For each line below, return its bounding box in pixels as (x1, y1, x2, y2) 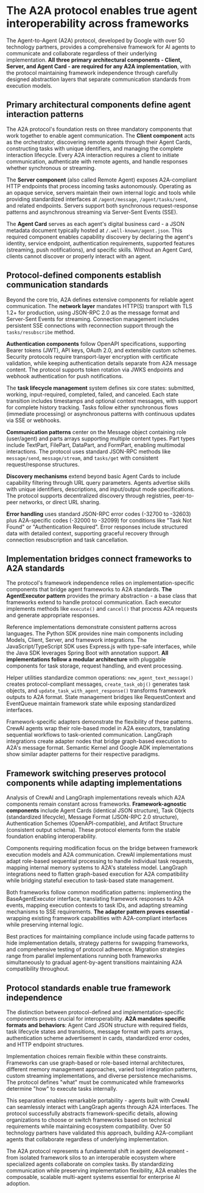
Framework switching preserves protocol (6, 768, 166, 778)
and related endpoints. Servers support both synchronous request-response (6, 202, 198, 209)
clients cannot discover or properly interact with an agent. (6, 252, 152, 259)
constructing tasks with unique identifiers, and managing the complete (6, 144, 184, 152)
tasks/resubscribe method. (6, 328, 75, 336)
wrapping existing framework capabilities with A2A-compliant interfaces (6, 915, 188, 922)
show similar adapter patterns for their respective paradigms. (6, 750, 160, 758)
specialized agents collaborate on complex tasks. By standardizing (6, 1161, 174, 1167)
